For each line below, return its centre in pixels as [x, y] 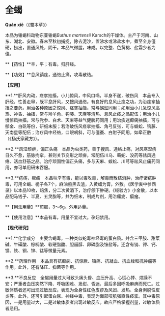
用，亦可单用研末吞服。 [29, 167]
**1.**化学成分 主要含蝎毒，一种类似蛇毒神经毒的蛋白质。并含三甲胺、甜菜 [82, 238]
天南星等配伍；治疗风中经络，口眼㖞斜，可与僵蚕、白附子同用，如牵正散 [78, 132]
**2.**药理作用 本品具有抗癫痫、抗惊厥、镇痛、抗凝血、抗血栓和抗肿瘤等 [81, 261]
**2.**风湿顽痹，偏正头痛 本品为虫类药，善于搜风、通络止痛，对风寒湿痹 [81, 149]
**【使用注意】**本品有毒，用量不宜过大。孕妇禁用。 [59, 217]
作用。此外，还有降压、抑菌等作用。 [42, 267]
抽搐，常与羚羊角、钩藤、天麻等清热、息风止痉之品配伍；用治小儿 [93, 114]
